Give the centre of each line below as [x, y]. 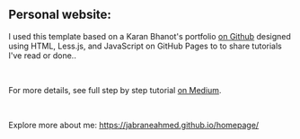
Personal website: [60, 15]
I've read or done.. [43, 55]
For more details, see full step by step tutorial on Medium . [115, 90]
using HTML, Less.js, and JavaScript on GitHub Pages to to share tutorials [145, 46]
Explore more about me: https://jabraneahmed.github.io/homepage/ [134, 125]
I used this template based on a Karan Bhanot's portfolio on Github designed [150, 36]
